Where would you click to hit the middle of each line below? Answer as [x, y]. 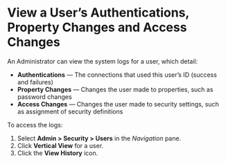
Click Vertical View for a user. [60, 145]
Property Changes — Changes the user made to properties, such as [115, 89]
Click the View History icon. [58, 153]
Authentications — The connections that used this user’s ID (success [117, 75]
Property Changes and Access [97, 27]
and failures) [35, 82]
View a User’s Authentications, [98, 13]
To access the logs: [35, 125]
